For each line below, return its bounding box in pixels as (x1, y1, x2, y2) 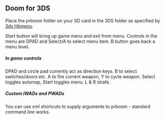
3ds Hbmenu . (5, 23, 34, 29)
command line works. (5, 109, 50, 115)
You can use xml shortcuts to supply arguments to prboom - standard (5, 103, 151, 109)
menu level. (5, 43, 29, 50)
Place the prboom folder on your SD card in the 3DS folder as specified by (5, 17, 160, 23)
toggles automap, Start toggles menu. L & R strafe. (5, 79, 110, 85)
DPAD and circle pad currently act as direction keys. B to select (5, 68, 137, 74)
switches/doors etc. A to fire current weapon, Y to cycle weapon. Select (5, 73, 155, 79)
